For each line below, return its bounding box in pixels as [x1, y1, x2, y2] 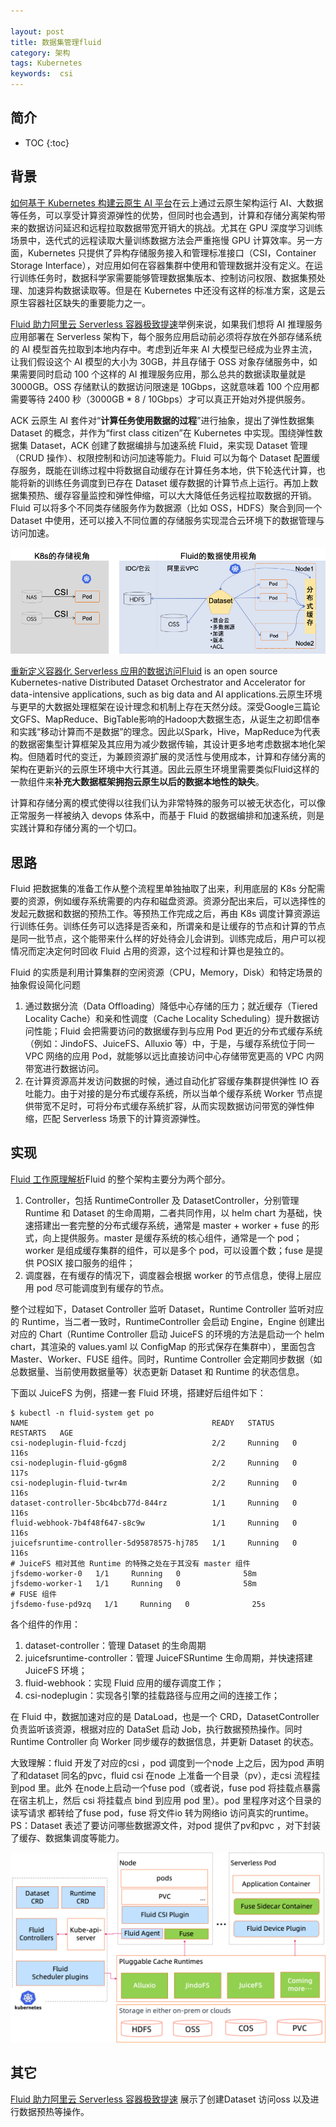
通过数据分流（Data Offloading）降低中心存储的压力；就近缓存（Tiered [24, 1000, 318, 1012]
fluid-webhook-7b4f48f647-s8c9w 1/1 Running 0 [10, 1518, 298, 1528]
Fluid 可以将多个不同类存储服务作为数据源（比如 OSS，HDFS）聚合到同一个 [10, 501, 323, 514]
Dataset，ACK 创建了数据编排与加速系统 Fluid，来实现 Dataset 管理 [29, 439, 308, 451]
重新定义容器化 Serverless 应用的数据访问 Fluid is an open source [10, 665, 278, 677]
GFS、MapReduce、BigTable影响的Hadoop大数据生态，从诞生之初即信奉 [18, 713, 321, 725]
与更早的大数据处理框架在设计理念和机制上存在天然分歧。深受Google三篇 [10, 701, 312, 713]
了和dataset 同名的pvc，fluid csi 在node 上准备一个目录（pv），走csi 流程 [10, 1769, 312, 1781]
